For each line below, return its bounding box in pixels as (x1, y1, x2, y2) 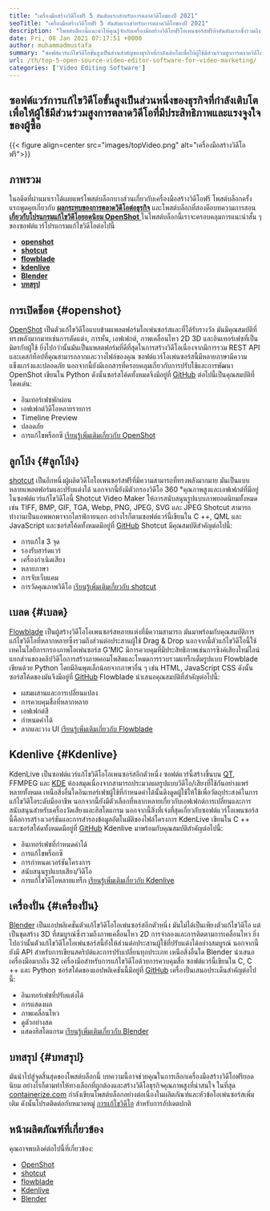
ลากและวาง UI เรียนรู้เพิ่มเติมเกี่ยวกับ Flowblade (20, 723, 153, 734)
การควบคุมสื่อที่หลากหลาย (20, 697, 89, 707)
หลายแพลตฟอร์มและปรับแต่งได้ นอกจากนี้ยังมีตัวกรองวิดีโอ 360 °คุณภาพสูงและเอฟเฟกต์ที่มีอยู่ (9, 484, 259, 494)
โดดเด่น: (9, 379, 33, 389)
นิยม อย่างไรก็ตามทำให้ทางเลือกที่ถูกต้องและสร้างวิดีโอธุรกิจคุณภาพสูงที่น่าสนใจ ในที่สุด (9, 1080, 236, 1091)
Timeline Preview (20, 413, 79, 423)
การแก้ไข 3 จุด (20, 537, 60, 546)
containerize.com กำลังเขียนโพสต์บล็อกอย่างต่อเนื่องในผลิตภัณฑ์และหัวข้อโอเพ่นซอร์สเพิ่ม (9, 1090, 255, 1100)
